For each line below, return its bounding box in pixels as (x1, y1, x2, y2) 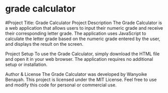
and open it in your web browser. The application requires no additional (5, 56, 153, 62)
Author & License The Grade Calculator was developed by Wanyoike (5, 71, 147, 77)
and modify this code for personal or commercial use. (5, 81, 117, 88)
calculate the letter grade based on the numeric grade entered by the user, (5, 36, 160, 42)
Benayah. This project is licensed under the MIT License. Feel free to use (5, 76, 157, 82)
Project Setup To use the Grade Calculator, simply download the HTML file (5, 51, 160, 57)
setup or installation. (5, 61, 48, 67)
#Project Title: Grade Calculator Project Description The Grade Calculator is (5, 20, 162, 26)
